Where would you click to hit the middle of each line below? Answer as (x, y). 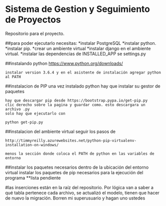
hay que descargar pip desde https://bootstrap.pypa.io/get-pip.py (77, 101)
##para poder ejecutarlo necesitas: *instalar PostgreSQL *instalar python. (81, 43)
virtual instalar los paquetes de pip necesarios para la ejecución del (74, 172)
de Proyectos (33, 20)
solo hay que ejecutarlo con (35, 113)
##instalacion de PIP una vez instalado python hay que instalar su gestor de (83, 86)
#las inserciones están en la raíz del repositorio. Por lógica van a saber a (80, 187)
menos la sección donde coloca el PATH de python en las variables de (80, 154)
